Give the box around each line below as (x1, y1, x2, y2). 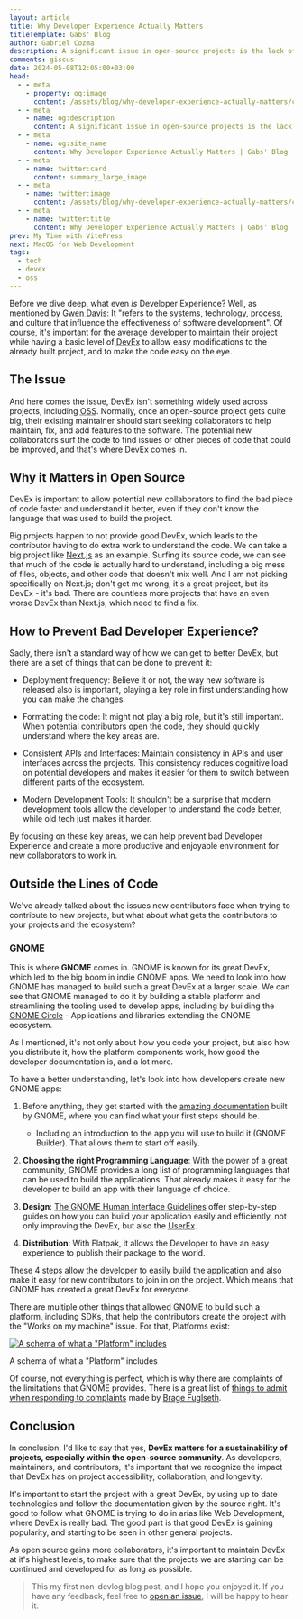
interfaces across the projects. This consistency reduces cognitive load (22, 758, 289, 768)
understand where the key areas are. (22, 731, 160, 741)
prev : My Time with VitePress (9, 231, 124, 240)
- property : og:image (25, 88, 106, 97)
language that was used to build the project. (9, 513, 173, 524)
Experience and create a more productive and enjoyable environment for (9, 841, 280, 851)
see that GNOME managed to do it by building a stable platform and (9, 991, 261, 1002)
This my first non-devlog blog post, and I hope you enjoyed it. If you (31, 1581, 284, 1592)
